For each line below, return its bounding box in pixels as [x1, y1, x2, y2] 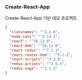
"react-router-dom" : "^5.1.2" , [9, 53, 73, 57]
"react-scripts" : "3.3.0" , [9, 57, 64, 62]
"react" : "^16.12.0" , [9, 38, 54, 44]
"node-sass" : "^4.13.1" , [9, 34, 60, 39]
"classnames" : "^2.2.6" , [9, 29, 60, 35]
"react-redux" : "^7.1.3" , [9, 48, 62, 53]
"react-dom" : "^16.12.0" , [9, 43, 62, 48]
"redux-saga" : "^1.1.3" [9, 66, 58, 71]
